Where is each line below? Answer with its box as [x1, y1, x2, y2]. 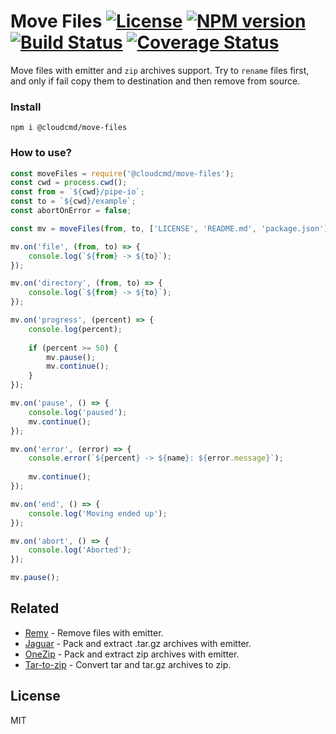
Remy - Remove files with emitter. [24, 626, 164, 639]
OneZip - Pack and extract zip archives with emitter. [24, 648, 240, 660]
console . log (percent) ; [28, 324, 123, 334]
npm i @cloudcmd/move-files [10, 123, 128, 133]
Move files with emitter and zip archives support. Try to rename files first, [10, 64, 310, 76]
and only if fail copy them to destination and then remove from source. [10, 75, 301, 87]
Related [10, 600, 60, 617]
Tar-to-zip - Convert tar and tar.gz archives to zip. [24, 658, 232, 670]
